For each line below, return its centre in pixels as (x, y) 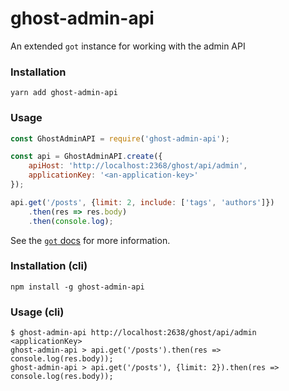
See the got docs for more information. (90, 240)
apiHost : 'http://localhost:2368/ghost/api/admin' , (138, 166)
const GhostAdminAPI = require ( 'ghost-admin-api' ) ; (120, 138)
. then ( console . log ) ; (71, 221)
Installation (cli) (49, 266)
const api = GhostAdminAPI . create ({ (86, 157)
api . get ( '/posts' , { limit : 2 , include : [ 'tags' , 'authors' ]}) (142, 202)
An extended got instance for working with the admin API (128, 46)
